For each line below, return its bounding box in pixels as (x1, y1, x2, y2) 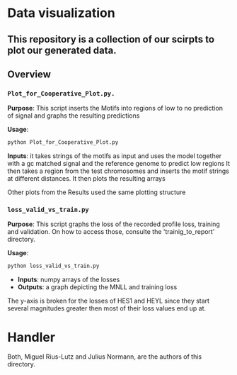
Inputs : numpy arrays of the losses (17, 275, 120, 284)
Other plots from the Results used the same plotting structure (7, 188, 186, 196)
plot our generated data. (7, 44, 117, 56)
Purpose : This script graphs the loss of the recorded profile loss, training (7, 220, 221, 228)
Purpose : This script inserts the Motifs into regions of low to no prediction (7, 104, 223, 113)
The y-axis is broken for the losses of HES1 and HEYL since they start (7, 296, 210, 306)
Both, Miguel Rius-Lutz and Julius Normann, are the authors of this (7, 352, 202, 361)
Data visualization (7, 5, 115, 21)
